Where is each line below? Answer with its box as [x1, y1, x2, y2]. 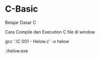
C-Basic [5, 3, 38, 15]
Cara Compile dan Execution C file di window [5, 29, 96, 35]
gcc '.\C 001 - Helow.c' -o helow [5, 38, 69, 44]
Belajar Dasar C [5, 19, 36, 25]
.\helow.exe [5, 48, 28, 54]
